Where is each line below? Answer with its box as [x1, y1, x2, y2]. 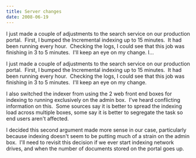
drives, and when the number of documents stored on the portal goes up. [6, 145, 184, 152]
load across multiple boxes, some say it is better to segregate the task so [6, 109, 184, 116]
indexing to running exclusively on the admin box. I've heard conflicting [6, 96, 181, 103]
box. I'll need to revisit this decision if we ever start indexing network [6, 139, 174, 146]
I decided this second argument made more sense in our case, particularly [6, 126, 187, 133]
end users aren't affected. [6, 115, 69, 122]
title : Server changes [6, 8, 62, 15]
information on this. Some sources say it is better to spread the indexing [6, 102, 182, 109]
